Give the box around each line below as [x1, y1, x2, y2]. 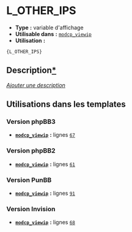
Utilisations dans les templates [6, 99, 127, 110]
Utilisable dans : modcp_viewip [15, 30, 92, 37]
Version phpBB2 [6, 147, 56, 155]
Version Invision [6, 205, 56, 213]
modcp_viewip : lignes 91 [15, 190, 75, 197]
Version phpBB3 [6, 117, 56, 126]
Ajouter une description [6, 81, 66, 89]
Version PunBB [6, 175, 52, 184]
